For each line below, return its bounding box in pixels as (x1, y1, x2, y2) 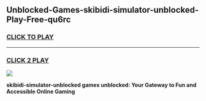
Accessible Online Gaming (6, 88, 75, 95)
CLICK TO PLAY (6, 33, 54, 42)
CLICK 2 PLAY (6, 56, 49, 64)
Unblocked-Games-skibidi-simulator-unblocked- (6, 5, 199, 15)
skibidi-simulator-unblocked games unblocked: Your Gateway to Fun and (6, 81, 197, 88)
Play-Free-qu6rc (6, 15, 71, 25)
